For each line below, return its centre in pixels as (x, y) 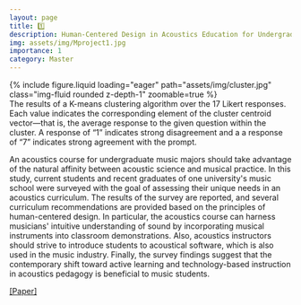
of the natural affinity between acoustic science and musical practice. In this (150, 169)
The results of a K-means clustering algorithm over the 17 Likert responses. (148, 104)
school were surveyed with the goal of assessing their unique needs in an (145, 188)
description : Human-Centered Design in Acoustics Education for (132, 34)
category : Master (42, 59)
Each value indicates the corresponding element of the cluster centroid (140, 113)
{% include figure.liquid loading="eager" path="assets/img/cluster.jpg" (141, 85)
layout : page (34, 17)
